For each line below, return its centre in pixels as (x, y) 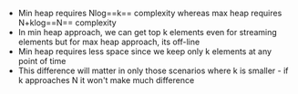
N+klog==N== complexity (67, 23)
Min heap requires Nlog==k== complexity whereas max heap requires (150, 13)
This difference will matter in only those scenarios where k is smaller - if (153, 70)
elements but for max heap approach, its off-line (109, 42)
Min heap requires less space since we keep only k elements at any (144, 52)
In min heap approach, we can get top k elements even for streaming (148, 32)
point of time (42, 61)
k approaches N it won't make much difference (106, 80)
